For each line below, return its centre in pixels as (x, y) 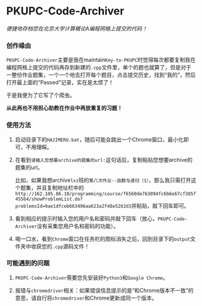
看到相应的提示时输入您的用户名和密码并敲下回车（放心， (86, 219)
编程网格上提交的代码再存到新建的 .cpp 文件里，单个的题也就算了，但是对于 (99, 67)
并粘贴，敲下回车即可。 (160, 205)
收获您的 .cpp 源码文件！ (60, 246)
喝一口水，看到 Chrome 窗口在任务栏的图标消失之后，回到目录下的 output (103, 238)
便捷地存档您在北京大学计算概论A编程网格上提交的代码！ (77, 28)
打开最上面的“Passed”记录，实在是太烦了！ (60, 82)
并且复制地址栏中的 (60, 187)
